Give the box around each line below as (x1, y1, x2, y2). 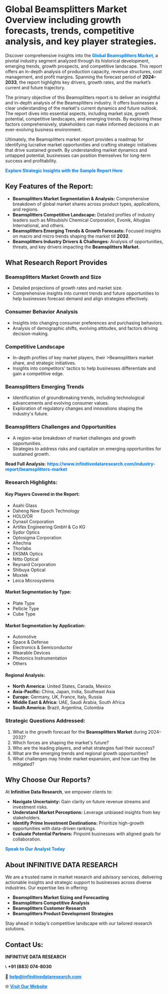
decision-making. (12, 330, 49, 337)
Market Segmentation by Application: (5, 622, 86, 629)
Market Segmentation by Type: (5, 589, 71, 595)
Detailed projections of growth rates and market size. (12, 285, 123, 291)
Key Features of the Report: (5, 182, 94, 191)
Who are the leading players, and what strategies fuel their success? (12, 745, 155, 751)
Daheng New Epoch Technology (12, 508, 79, 514)
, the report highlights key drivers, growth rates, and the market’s (17, 79, 151, 85)
